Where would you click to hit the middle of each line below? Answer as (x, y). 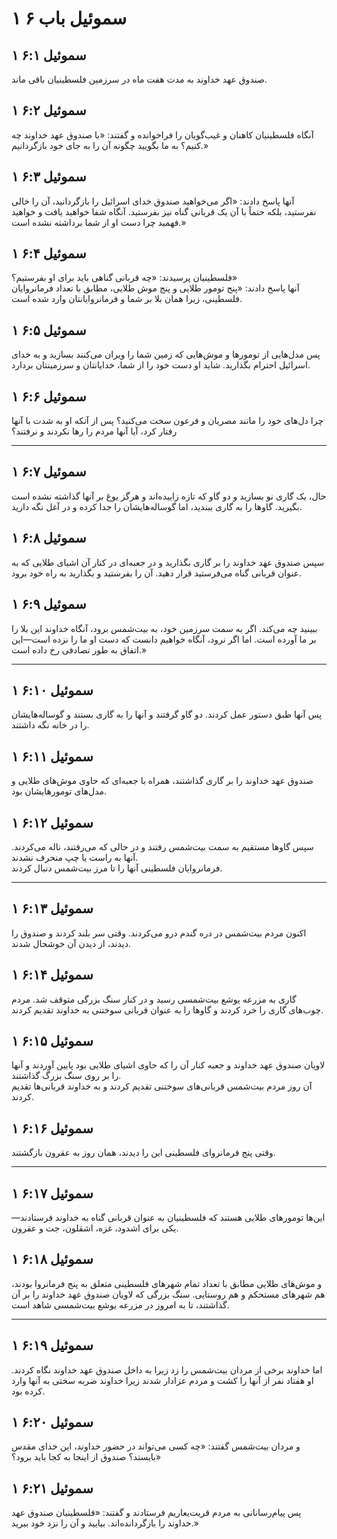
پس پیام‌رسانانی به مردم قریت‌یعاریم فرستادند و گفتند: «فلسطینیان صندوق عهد (156, 1513)
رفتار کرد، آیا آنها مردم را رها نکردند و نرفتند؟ (94, 431)
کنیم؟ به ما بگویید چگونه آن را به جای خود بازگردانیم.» (110, 145)
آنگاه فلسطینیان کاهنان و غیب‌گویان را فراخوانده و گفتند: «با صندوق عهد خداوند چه (162, 134)
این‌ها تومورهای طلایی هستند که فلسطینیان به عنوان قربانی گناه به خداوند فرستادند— (168, 1217)
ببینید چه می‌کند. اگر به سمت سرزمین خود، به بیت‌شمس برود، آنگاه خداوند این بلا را (164, 628)
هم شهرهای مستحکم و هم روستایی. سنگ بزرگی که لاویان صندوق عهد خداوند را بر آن (168, 1294)
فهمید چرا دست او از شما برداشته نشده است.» (99, 222)
